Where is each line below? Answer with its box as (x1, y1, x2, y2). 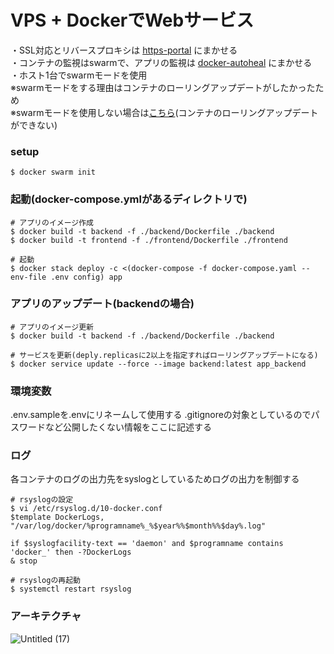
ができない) (10, 119, 58, 131)
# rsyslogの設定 (10, 495, 74, 505)
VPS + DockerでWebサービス (10, 9, 255, 32)
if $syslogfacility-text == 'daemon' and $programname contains (10, 539, 284, 549)
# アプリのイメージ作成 (10, 217, 94, 228)
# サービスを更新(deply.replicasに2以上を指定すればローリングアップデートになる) (10, 350, 319, 360)
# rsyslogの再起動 (10, 576, 81, 586)
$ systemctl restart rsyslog (10, 584, 132, 595)
